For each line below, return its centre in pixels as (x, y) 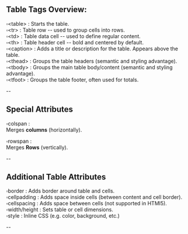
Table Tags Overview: (46, 10)
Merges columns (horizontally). (44, 130)
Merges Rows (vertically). (37, 147)
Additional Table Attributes (56, 177)
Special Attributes (40, 110)
